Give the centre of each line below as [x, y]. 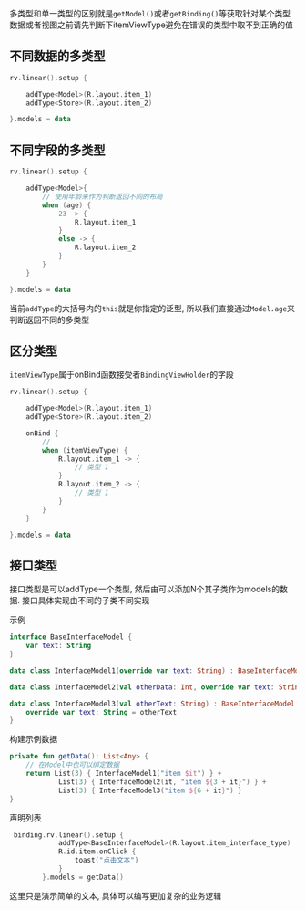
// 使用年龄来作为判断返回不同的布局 [103, 196]
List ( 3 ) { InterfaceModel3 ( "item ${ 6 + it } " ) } [150, 790]
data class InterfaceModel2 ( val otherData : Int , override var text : [142, 687]
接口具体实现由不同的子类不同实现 [86, 601]
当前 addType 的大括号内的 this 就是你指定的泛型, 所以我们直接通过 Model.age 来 [153, 308]
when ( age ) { [67, 205]
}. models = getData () [83, 877]
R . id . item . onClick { [97, 852]
